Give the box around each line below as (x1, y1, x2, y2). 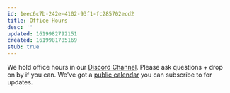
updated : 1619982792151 (7, 30, 78, 38)
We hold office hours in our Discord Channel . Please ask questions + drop (7, 63, 223, 71)
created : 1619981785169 (7, 37, 78, 44)
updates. (7, 78, 33, 86)
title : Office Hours (7, 17, 69, 24)
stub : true (7, 43, 40, 50)
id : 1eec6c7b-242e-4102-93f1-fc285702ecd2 (7, 10, 134, 18)
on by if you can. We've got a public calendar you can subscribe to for (7, 70, 212, 79)
